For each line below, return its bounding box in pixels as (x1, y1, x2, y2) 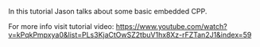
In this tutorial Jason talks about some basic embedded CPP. (8, 7, 208, 16)
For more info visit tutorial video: (8, 22, 114, 31)
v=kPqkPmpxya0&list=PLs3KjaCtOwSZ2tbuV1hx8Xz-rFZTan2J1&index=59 (8, 31, 252, 39)
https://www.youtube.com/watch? (115, 22, 228, 31)
